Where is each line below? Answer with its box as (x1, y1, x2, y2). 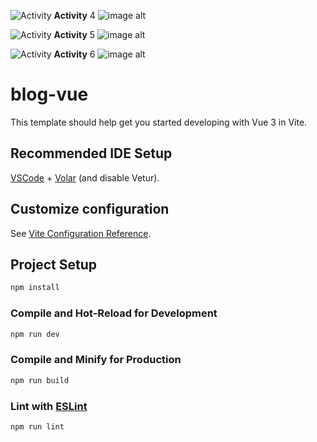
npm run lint (10, 421, 65, 432)
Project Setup (10, 256, 98, 273)
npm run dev (10, 329, 60, 339)
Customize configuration (10, 201, 170, 218)
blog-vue (10, 83, 89, 106)
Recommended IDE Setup (10, 145, 173, 162)
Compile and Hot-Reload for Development (10, 306, 218, 320)
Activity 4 (53, 10, 96, 21)
